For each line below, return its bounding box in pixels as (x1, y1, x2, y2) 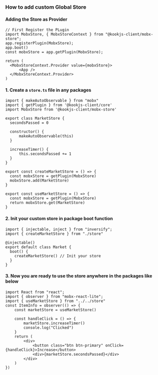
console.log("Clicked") (23, 325, 74, 330)
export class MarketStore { (5, 116, 65, 121)
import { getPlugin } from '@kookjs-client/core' (5, 103, 113, 108)
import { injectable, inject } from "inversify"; (5, 227, 113, 232)
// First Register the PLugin (5, 27, 70, 32)
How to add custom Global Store (5, 4, 86, 11)
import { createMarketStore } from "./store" (5, 231, 103, 236)
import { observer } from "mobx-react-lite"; (5, 294, 103, 299)
